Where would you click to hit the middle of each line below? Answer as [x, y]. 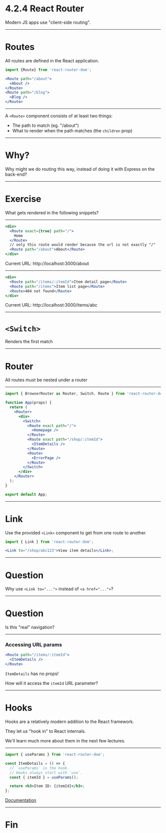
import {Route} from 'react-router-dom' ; [48, 70]
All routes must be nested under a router [46, 380]
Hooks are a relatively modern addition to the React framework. [70, 722]
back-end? [16, 174]
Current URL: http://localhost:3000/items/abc [51, 305]
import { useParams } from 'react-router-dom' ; [55, 755]
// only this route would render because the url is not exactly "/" [83, 245]
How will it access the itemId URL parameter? [52, 683]
